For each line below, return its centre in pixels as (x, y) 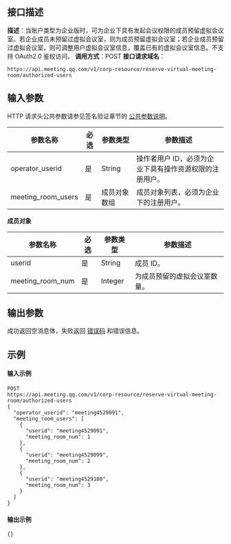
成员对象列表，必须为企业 (178, 192)
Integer (112, 281)
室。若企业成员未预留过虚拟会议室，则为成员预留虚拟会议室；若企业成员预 (112, 39)
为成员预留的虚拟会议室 (173, 276)
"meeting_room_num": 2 (58, 461)
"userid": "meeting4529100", (67, 479)
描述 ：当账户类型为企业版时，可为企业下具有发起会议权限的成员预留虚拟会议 (115, 30)
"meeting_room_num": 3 (58, 485)
